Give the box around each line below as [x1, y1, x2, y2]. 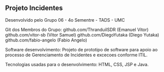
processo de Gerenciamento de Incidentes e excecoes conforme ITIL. [5, 52, 148, 58]
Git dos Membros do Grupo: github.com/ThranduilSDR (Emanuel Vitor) [5, 27, 149, 33]
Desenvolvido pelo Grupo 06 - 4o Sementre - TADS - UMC [5, 17, 125, 23]
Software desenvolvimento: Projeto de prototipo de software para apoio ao [5, 46, 158, 52]
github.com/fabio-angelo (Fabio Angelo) [5, 37, 88, 43]
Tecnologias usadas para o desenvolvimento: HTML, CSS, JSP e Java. [5, 61, 149, 67]
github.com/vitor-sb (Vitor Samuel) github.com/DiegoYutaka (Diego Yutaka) [5, 32, 160, 37]
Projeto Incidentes [5, 4, 63, 12]
